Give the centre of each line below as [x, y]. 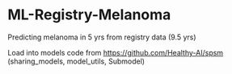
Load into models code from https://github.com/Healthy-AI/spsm [116, 52]
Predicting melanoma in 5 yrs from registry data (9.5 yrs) [102, 37]
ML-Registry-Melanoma [89, 15]
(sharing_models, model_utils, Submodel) [76, 61]
